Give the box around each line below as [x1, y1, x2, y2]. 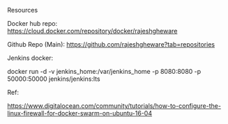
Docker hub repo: [7, 20, 58, 27]
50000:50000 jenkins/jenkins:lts [7, 75, 100, 83]
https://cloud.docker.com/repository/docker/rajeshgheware [7, 27, 178, 35]
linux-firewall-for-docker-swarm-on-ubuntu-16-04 [7, 109, 152, 117]
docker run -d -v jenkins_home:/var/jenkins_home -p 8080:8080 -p [7, 68, 202, 75]
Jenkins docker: [7, 54, 54, 62]
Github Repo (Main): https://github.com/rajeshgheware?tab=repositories [7, 40, 215, 48]
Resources [7, 6, 38, 14]
